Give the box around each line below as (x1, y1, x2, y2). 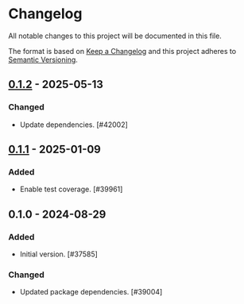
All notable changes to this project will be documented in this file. (8, 31, 223, 40)
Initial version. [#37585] (19, 249, 98, 259)
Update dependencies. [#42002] (19, 120, 129, 129)
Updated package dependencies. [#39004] (19, 287, 163, 297)
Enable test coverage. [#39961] (19, 184, 123, 194)
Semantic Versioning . (8, 55, 78, 64)
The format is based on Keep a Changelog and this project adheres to (8, 46, 237, 56)
